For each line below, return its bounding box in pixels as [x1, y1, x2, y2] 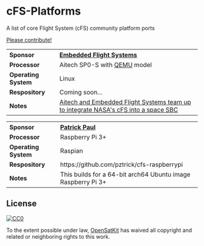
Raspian [59, 146, 83, 155]
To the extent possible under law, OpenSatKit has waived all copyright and [6, 227, 192, 234]
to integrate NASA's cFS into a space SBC [59, 105, 178, 114]
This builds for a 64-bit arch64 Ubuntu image [59, 170, 191, 178]
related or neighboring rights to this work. [6, 233, 110, 240]
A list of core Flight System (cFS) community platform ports [6, 24, 155, 32]
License [6, 199, 37, 209]
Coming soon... [59, 88, 103, 96]
